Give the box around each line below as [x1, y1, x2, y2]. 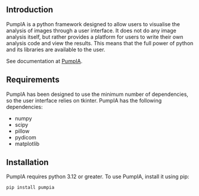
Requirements [6, 74, 60, 85]
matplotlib [14, 140, 40, 147]
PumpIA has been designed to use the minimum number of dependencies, [6, 91, 189, 98]
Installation [6, 157, 49, 167]
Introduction [6, 5, 54, 15]
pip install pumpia [6, 185, 55, 191]
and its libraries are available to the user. [6, 46, 105, 53]
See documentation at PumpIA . [6, 57, 83, 64]
